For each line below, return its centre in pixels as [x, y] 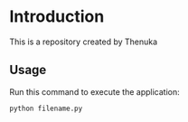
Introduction [57, 17]
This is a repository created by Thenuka [84, 42]
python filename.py [46, 108]
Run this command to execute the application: [94, 91]
